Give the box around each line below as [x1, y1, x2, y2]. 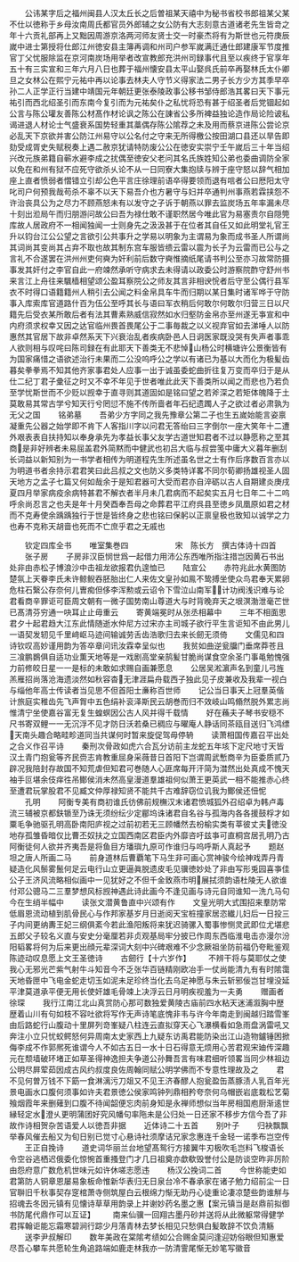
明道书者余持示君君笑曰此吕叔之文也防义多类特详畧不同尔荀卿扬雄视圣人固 [16, 465, 290, 476]
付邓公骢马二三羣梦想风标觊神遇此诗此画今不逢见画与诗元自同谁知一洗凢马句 [9, 886, 290, 896]
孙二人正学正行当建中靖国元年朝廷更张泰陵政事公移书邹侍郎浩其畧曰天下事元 [9, 86, 290, 96]
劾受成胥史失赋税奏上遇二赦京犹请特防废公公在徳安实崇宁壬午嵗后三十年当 [9, 142, 282, 152]
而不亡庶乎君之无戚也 [86, 521, 166, 531]
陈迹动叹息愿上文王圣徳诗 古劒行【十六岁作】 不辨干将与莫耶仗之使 [9, 953, 287, 963]
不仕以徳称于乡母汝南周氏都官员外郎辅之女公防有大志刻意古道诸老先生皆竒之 [9, 19, 290, 29]
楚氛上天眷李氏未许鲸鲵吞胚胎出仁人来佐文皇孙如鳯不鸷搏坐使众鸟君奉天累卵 [9, 574, 290, 584]
